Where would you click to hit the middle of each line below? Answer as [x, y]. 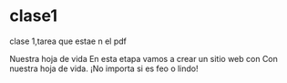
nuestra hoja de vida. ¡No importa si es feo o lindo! [104, 68]
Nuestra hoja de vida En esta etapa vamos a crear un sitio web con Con [143, 58]
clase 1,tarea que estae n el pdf [68, 41]
